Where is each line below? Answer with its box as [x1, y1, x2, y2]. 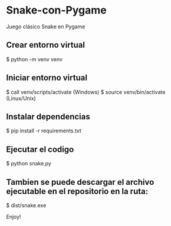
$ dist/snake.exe [6, 202, 47, 209]
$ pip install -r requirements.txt [6, 127, 81, 134]
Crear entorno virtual [6, 40, 85, 50]
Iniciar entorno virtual [6, 73, 87, 83]
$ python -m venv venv [6, 55, 63, 62]
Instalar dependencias [6, 111, 90, 121]
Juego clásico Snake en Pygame [6, 23, 85, 30]
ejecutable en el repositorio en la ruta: [6, 186, 149, 196]
